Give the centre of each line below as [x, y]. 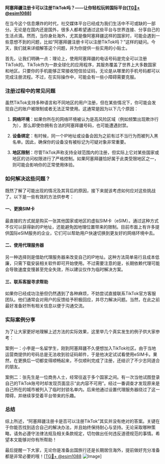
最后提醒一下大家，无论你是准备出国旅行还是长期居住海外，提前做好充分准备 [82, 450]
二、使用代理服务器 [25, 245]
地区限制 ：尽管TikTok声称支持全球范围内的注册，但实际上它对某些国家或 [86, 153]
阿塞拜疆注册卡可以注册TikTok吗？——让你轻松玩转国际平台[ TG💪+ [72, 8]
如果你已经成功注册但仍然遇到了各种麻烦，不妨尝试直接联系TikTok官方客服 [81, 294]
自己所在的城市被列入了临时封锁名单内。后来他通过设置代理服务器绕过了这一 [82, 389]
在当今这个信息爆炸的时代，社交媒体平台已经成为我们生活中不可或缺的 [76, 23]
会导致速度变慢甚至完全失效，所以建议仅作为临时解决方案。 [65, 269]
